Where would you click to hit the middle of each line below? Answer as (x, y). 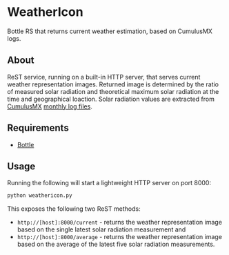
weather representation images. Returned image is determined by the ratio (113, 84)
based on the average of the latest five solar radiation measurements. (116, 244)
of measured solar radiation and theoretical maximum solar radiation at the (113, 91)
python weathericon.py (40, 196)
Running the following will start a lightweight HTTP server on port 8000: (109, 183)
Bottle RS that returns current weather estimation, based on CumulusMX (110, 31)
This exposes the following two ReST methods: (74, 209)
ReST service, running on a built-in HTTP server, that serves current (104, 77)
